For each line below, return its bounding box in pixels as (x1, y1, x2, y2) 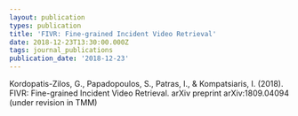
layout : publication (9, 12, 86, 22)
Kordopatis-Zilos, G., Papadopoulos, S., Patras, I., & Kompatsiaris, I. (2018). (9, 79, 284, 89)
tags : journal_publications (9, 46, 114, 55)
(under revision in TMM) (9, 97, 98, 107)
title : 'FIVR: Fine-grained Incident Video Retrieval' (9, 29, 217, 38)
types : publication (9, 21, 82, 30)
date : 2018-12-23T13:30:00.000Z (9, 37, 129, 47)
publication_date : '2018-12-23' (9, 54, 129, 63)
